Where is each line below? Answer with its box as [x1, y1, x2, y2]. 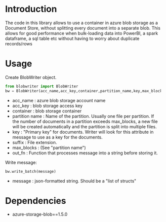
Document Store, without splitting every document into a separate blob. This [5, 25, 161, 31]
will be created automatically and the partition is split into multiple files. [12, 123, 157, 129]
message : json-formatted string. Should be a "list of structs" [12, 178, 137, 184]
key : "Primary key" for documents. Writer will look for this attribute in [12, 129, 154, 135]
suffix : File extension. [12, 139, 57, 145]
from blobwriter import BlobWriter [5, 84, 79, 89]
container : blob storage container [12, 108, 82, 114]
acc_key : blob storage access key [12, 103, 83, 109]
